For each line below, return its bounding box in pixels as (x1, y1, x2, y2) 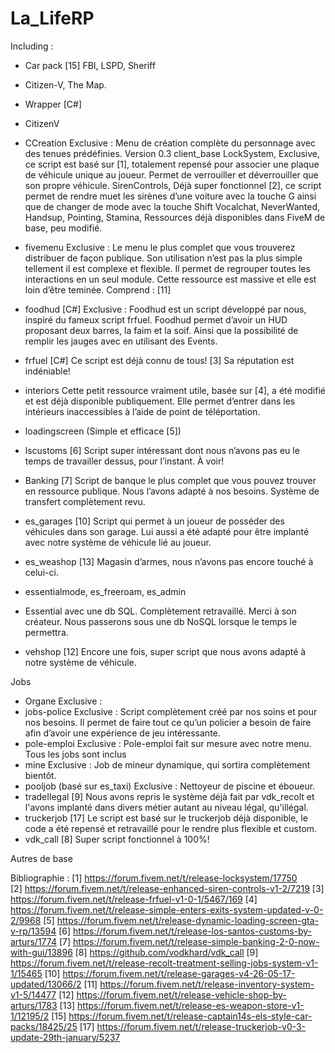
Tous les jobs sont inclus (24, 748, 127, 760)
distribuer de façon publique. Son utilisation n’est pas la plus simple (24, 252, 303, 264)
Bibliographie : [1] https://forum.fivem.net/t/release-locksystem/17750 (10, 872, 298, 884)
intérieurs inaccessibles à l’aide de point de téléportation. (24, 405, 261, 417)
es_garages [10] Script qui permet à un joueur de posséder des (24, 515, 285, 527)
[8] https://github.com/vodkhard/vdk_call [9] (74, 946, 259, 958)
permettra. (24, 626, 69, 638)
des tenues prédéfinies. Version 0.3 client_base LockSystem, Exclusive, (24, 147, 321, 159)
